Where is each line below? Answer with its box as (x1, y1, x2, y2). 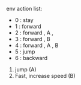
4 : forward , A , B (14, 42, 59, 49)
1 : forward (14, 23, 41, 30)
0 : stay (14, 17, 34, 23)
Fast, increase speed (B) (14, 73, 76, 79)
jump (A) (14, 66, 37, 73)
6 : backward (14, 55, 48, 61)
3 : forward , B (14, 36, 50, 42)
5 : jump (14, 48, 35, 55)
